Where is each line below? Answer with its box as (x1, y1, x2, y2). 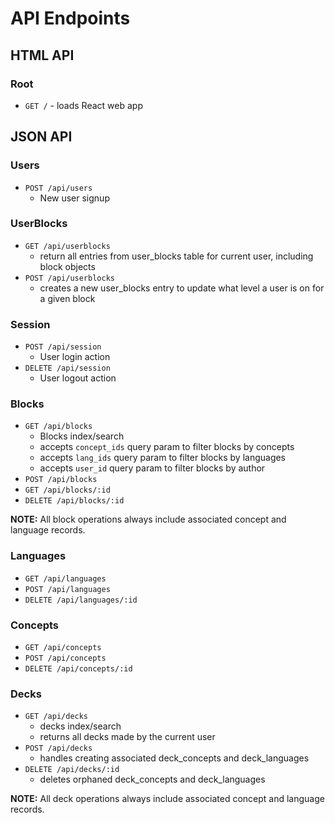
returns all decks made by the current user (39, 731, 216, 743)
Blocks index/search (39, 430, 125, 442)
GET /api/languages (24, 573, 107, 584)
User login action (39, 351, 111, 363)
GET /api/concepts (24, 643, 102, 653)
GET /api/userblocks (24, 241, 111, 251)
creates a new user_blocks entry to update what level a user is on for (39, 282, 325, 294)
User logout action (39, 372, 117, 384)
